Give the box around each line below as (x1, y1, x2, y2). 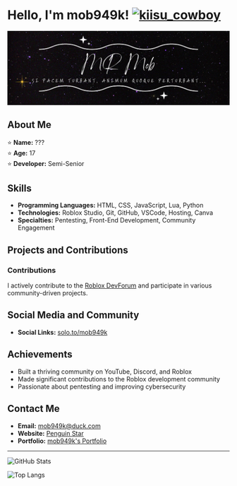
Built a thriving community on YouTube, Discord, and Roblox (17, 367, 193, 376)
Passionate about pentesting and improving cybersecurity (17, 382, 186, 391)
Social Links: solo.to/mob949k (17, 328, 108, 336)
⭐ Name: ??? (7, 138, 44, 146)
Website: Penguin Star (17, 429, 84, 437)
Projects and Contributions (7, 244, 128, 256)
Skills (7, 182, 32, 194)
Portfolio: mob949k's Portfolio (17, 437, 107, 445)
